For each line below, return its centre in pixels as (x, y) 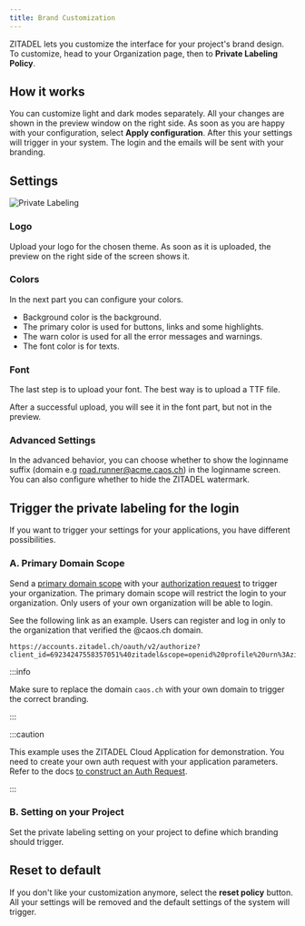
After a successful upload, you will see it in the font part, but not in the (141, 407)
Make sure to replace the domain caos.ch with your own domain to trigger (147, 689)
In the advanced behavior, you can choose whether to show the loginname (149, 460)
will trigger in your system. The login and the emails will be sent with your (147, 143)
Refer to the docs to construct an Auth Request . (98, 771)
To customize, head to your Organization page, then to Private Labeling (144, 53)
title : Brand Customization (63, 18)
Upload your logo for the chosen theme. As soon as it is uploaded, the (140, 246)
